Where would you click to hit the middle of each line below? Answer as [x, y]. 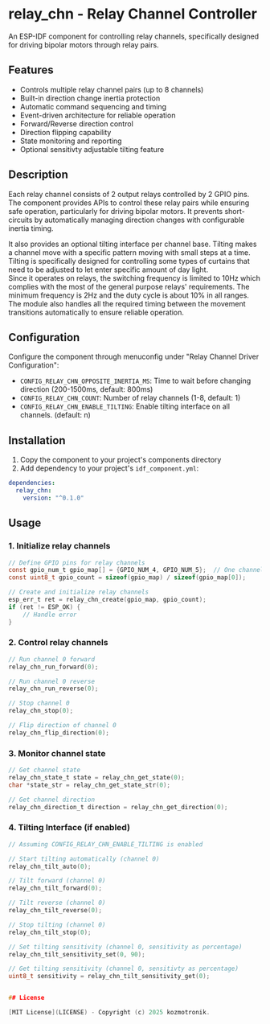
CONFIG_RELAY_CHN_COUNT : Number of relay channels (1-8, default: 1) [130, 398]
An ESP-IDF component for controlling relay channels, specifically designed [134, 36]
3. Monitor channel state [57, 753]
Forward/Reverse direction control [77, 123]
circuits [20, 220]
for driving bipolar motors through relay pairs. [84, 44]
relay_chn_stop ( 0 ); [41, 711]
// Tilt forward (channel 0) [57, 881]
